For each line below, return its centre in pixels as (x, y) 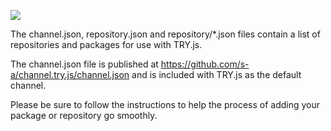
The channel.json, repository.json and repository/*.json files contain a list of (165, 34)
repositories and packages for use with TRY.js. (106, 44)
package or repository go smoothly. (84, 115)
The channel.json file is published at (84, 64)
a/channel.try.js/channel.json (70, 74)
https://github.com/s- (205, 64)
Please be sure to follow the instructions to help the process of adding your (165, 104)
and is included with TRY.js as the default (216, 74)
